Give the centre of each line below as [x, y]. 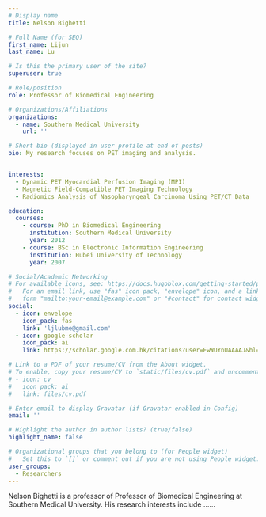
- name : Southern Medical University [78, 124]
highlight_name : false [46, 437]
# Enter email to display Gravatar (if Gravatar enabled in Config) [123, 409]
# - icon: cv [30, 379]
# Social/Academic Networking [58, 277]
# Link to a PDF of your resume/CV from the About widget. [108, 365]
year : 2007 [47, 262]
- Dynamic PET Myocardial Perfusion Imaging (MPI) [101, 182]
